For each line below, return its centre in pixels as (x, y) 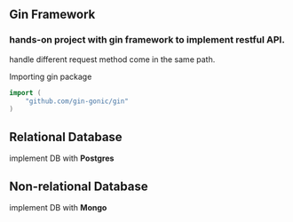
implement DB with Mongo (58, 207)
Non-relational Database (79, 186)
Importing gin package (51, 76)
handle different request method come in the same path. (112, 59)
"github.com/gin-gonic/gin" (77, 101)
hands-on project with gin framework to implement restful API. (147, 40)
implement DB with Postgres (62, 158)
